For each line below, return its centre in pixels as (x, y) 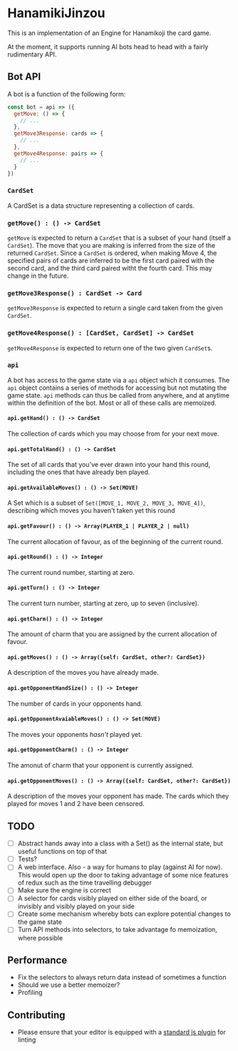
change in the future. (38, 276)
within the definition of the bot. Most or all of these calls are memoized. (112, 403)
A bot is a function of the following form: (67, 94)
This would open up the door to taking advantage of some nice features (123, 875)
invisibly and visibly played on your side (76, 906)
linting (27, 1040)
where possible (40, 937)
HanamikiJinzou (56, 13)
